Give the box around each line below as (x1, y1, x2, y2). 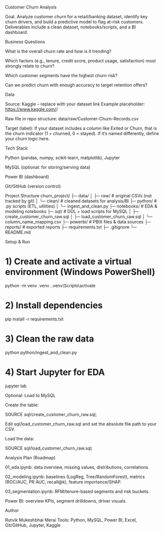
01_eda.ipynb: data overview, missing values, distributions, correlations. (5, 464, 150, 470)
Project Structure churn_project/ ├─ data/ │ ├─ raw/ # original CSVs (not (5, 193, 152, 198)
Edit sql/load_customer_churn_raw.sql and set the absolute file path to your (5, 421, 157, 426)
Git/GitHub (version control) (5, 184, 61, 189)
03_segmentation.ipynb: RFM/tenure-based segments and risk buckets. (5, 488, 150, 494)
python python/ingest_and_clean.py (5, 349, 77, 355)
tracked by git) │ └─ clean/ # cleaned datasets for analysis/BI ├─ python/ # (5, 198, 157, 204)
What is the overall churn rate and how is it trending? (5, 49, 112, 54)
